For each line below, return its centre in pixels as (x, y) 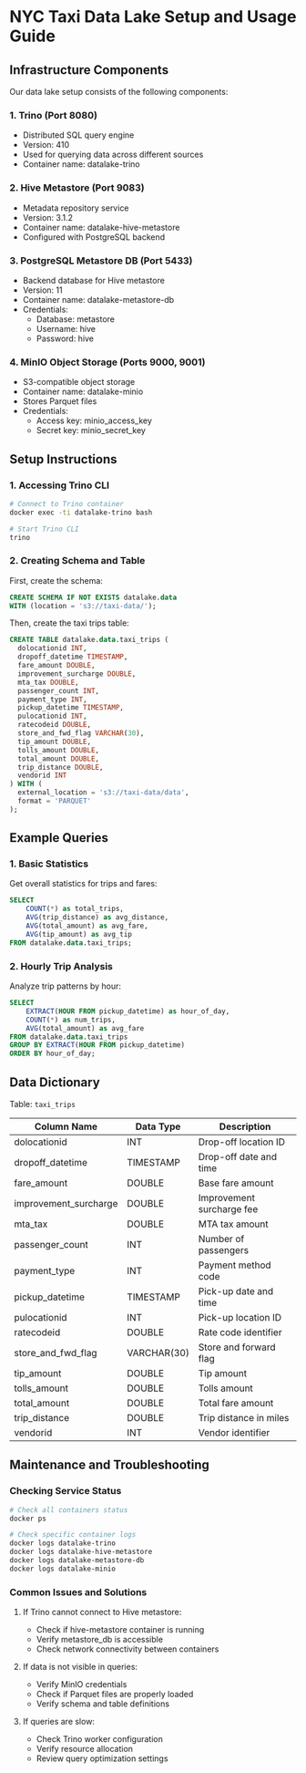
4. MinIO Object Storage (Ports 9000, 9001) (107, 362)
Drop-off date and (238, 1156)
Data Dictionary (55, 1082)
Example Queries (59, 838)
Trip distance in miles (244, 1417)
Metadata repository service (76, 208)
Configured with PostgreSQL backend (94, 237)
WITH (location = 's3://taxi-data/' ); (83, 606)
